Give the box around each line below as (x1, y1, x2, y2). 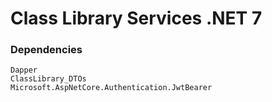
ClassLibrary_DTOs (10, 74, 87, 84)
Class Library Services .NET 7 (10, 7, 263, 30)
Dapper (10, 65, 38, 76)
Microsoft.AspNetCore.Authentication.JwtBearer (10, 83, 213, 93)
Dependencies (10, 43, 83, 57)
